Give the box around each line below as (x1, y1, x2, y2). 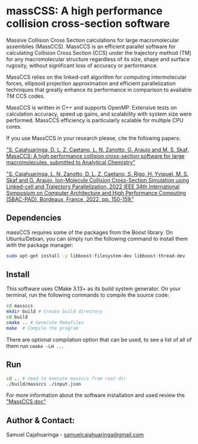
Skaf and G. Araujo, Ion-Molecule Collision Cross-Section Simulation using (6, 176, 190, 184)
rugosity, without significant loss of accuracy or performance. (6, 61, 158, 69)
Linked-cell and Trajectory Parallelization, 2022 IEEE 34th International (6, 183, 180, 190)
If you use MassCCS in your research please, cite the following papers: (6, 134, 181, 141)
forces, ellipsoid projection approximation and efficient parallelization (6, 79, 176, 87)
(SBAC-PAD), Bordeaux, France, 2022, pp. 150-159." (6, 195, 134, 203)
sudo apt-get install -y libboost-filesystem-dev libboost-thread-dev (6, 253, 185, 259)
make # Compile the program (6, 325, 79, 331)
